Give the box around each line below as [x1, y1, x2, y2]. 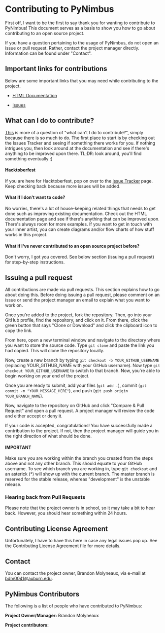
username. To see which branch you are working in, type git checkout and [5, 466, 158, 472]
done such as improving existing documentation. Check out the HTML [5, 211, 147, 217]
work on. [5, 302, 23, 308]
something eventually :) [5, 155, 53, 161]
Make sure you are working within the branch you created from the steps [5, 455, 153, 461]
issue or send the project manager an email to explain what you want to [5, 297, 150, 303]
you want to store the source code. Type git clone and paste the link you [5, 342, 154, 348]
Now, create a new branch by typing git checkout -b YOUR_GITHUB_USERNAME [5, 357, 159, 363]
